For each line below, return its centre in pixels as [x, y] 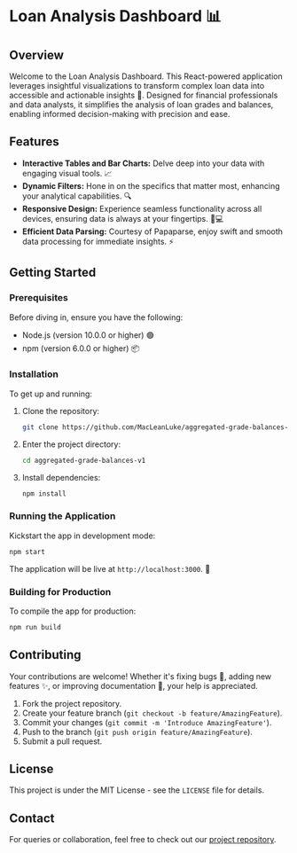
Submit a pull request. [62, 741]
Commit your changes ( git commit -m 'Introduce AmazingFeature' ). [147, 722]
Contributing [45, 655]
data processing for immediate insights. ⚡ [98, 241]
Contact [32, 818]
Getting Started [53, 273]
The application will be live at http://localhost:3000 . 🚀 [110, 568]
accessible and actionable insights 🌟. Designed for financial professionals [144, 95]
